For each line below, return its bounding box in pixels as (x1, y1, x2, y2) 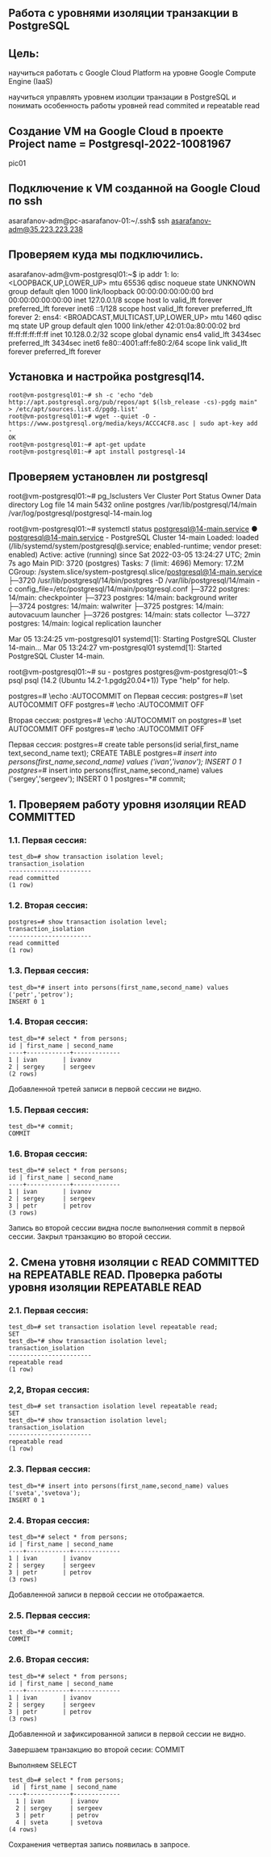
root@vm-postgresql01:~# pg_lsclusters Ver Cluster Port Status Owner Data (8, 491, 261, 501)
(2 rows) (8, 1070, 38, 1078)
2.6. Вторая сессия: (8, 1654, 90, 1665)
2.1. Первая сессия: (8, 1304, 89, 1316)
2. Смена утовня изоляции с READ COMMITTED (8, 1255, 260, 1269)
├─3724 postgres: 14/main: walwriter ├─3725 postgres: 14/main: (8, 601, 224, 611)
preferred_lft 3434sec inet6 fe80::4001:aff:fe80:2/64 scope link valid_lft (8, 338, 248, 347)
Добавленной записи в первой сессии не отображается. (8, 1590, 205, 1599)
